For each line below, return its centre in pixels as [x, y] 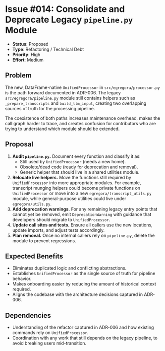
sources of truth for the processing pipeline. [50, 108]
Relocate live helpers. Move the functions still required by [72, 177]
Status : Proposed [30, 44]
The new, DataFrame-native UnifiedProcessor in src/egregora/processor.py [82, 87]
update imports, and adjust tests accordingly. [58, 230]
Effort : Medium [28, 60]
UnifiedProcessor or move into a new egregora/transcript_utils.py [82, 193]
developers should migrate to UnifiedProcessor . [61, 219]
